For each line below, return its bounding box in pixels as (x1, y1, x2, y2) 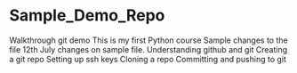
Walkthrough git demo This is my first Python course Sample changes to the (9, 35, 288, 45)
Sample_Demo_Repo (9, 5, 165, 26)
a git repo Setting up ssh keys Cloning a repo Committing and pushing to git (9, 53, 287, 64)
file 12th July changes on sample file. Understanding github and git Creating (9, 44, 288, 54)
